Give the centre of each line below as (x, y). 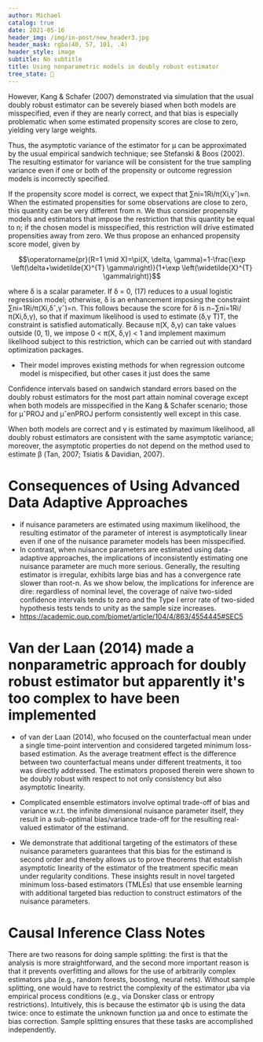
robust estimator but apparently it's (127, 681)
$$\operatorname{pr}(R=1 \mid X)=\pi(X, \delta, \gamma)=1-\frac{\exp (132, 259)
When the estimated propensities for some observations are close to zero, (128, 202)
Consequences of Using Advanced (124, 486)
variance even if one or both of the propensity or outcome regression (120, 170)
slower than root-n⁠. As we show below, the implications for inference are (137, 582)
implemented (52, 715)
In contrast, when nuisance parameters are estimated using (115, 549)
